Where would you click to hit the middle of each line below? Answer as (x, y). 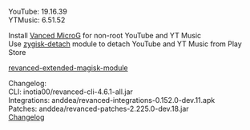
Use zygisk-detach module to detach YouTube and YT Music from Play (125, 44)
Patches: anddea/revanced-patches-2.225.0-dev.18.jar (99, 108)
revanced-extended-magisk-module (68, 68)
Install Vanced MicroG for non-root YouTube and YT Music (105, 35)
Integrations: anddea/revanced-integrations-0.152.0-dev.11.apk (112, 100)
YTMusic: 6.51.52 (37, 20)
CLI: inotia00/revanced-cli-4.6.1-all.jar (71, 92)
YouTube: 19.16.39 (38, 12)
